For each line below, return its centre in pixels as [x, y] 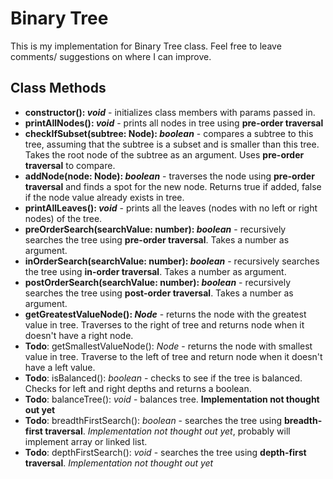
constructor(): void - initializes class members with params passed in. [170, 112]
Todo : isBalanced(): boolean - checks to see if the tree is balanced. [163, 378]
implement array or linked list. [86, 441]
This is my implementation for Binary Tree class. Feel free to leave [146, 46]
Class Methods [58, 88]
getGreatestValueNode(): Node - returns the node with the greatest [165, 314]
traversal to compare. [70, 165]
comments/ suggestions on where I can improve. [111, 56]
